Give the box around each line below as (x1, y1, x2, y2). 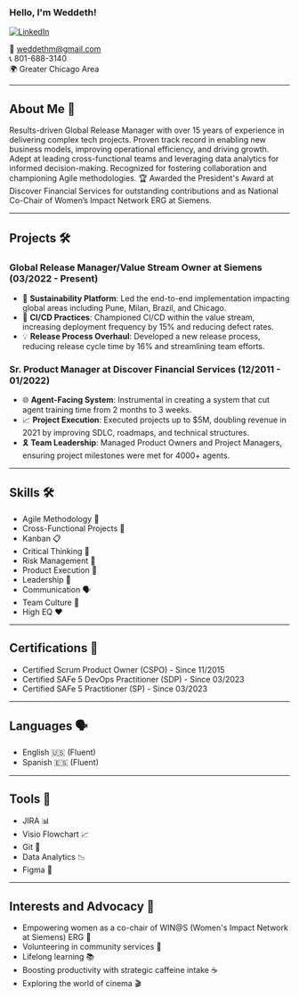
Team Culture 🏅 (21, 597, 80, 608)
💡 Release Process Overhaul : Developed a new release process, (21, 331, 261, 341)
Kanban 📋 (21, 533, 61, 543)
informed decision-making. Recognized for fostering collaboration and (9, 163, 267, 174)
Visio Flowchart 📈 (21, 829, 90, 839)
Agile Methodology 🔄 (21, 513, 100, 524)
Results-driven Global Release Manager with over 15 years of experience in (9, 125, 285, 135)
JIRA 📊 (21, 815, 51, 826)
